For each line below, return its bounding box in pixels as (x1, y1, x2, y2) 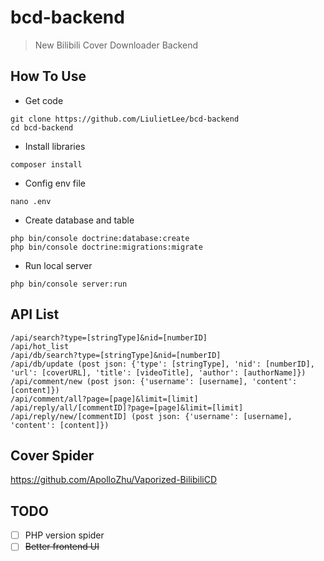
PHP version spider (24, 529, 105, 541)
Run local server (24, 259, 93, 271)
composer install (10, 159, 83, 170)
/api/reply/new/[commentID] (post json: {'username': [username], (10, 411, 293, 421)
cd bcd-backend (10, 122, 74, 133)
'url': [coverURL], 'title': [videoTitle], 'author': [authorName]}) (10, 367, 307, 378)
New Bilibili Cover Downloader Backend (34, 39, 199, 51)
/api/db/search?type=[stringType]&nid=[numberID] (10, 350, 222, 360)
